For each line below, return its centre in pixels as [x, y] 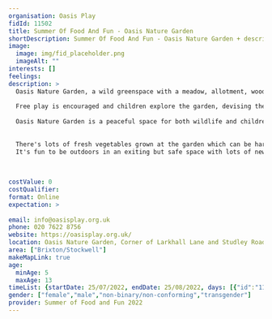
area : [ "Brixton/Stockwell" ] [57, 250]
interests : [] [32, 69]
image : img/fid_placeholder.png [70, 54]
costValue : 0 [30, 182]
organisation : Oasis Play [52, 16]
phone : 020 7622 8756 [45, 227]
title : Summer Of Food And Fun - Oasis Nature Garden [101, 31]
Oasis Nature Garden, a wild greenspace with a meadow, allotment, [132, 91]
